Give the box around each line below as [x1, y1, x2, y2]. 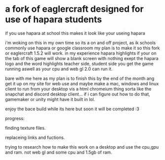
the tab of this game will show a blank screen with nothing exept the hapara [5, 55, 159, 61]
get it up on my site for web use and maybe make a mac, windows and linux [5, 80, 159, 87]
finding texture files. [5, 125, 46, 131]
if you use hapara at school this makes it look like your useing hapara [5, 30, 145, 36]
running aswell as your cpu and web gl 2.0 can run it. [5, 65, 113, 72]
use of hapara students [5, 14, 102, 25]
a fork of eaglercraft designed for [5, 3, 144, 15]
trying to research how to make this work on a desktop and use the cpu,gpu [5, 144, 159, 150]
